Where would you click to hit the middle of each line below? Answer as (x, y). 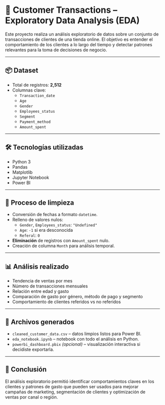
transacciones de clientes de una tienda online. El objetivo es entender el (79, 39)
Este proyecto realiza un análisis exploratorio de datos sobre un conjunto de (82, 34)
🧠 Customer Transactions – (61, 10)
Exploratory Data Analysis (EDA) (72, 20)
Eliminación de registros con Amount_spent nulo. (61, 241)
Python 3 (21, 161)
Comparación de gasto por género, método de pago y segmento (78, 297)
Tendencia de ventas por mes (42, 281)
